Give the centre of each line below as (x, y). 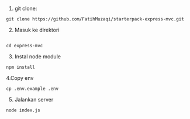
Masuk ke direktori (37, 30)
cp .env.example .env (32, 89)
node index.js (23, 110)
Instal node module (38, 57)
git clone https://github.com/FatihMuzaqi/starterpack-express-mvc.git (95, 19)
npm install (20, 67)
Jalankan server (34, 99)
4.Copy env (20, 78)
